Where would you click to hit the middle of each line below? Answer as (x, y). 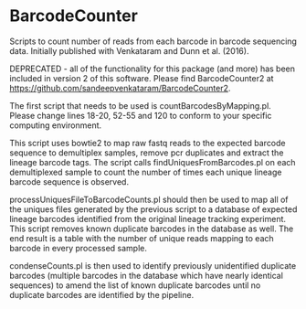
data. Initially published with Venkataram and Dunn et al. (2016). (129, 50)
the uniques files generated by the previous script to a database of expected (153, 209)
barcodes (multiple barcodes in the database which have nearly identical (146, 275)
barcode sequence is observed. (69, 181)
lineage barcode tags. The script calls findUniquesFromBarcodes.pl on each (153, 162)
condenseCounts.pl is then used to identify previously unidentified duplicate (153, 265)
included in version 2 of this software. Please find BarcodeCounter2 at (142, 78)
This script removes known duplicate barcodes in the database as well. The (152, 229)
